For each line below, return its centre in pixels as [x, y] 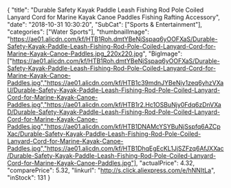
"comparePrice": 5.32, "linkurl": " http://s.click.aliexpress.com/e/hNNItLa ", [111, 170]
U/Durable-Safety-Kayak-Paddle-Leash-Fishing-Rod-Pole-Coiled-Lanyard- [114, 90]
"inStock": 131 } [29, 177]
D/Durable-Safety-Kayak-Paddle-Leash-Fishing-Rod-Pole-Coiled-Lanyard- [113, 112]
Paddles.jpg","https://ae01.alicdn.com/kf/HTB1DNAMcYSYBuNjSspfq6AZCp [114, 127]
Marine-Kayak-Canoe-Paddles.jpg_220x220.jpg [75, 54]
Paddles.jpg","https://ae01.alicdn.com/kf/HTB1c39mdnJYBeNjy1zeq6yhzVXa [115, 83]
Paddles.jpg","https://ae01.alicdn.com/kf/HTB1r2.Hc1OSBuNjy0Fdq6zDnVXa [114, 105]
